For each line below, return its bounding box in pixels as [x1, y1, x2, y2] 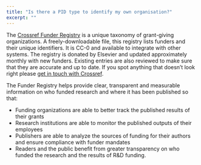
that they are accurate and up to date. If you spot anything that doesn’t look [6, 63, 196, 70]
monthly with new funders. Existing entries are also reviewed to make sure [6, 57, 192, 64]
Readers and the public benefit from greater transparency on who [15, 145, 180, 152]
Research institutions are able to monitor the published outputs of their [15, 119, 192, 126]
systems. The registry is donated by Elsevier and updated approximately [6, 50, 187, 58]
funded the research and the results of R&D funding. [15, 151, 146, 158]
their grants [15, 113, 44, 120]
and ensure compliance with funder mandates [15, 138, 131, 146]
